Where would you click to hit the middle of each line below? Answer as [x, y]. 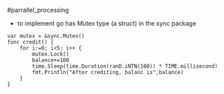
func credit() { [30, 42]
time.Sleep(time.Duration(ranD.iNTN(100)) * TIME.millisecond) [125, 66]
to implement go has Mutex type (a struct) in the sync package [107, 23]
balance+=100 [51, 60]
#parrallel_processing [38, 10]
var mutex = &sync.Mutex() [46, 36]
